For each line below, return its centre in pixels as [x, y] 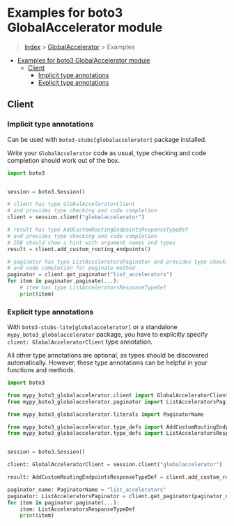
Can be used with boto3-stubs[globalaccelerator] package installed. [107, 139]
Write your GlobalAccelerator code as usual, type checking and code [107, 153]
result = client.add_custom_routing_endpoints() [79, 249]
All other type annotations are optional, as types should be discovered [108, 356]
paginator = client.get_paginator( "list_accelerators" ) [90, 275]
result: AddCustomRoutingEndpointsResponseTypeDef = [85, 477]
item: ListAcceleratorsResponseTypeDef [78, 509]
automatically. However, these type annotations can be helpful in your [107, 362]
